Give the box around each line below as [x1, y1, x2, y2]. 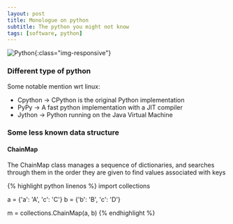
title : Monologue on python [7, 17, 89, 24]
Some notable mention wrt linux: [7, 82, 100, 91]
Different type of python [7, 66, 91, 76]
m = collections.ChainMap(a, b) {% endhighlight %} [7, 209, 156, 217]
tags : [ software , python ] [7, 29, 82, 37]
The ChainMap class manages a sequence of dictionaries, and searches [7, 160, 215, 169]
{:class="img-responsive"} [34, 49, 112, 57]
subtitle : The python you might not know [7, 23, 130, 30]
